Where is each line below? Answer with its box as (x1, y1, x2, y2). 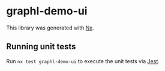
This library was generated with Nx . (6, 24, 94, 31)
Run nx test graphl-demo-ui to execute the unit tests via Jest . (6, 57, 160, 64)
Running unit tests (6, 42, 76, 52)
